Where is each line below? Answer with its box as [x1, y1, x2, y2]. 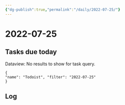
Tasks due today [5, 48, 57, 56]
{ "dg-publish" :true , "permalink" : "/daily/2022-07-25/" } [5, 7, 121, 12]
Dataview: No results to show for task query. [5, 61, 95, 67]
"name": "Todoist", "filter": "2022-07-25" [5, 75, 96, 79]
